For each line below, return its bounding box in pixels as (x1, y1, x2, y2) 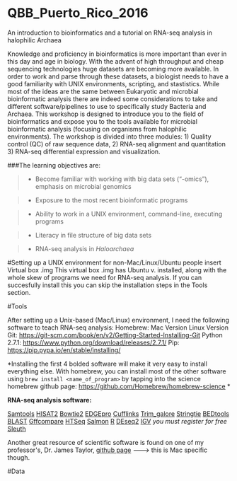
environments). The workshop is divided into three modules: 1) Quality (7, 132, 212, 141)
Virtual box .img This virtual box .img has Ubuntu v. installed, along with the (7, 265, 227, 274)
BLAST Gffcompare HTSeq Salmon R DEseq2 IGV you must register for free (7, 417, 228, 425)
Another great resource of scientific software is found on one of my (7, 438, 204, 446)
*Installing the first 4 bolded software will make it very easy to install (7, 359, 207, 368)
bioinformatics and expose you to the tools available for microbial (7, 117, 198, 125)
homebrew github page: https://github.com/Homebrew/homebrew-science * (7, 382, 231, 390)
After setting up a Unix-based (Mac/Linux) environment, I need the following (7, 315, 230, 324)
